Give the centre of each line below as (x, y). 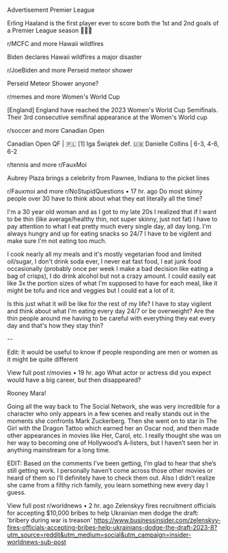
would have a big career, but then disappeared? (74, 380)
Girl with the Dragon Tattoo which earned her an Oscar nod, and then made (113, 428)
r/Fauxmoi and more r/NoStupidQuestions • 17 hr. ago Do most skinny (105, 191)
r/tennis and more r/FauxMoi (47, 165)
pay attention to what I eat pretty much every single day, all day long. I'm (109, 226)
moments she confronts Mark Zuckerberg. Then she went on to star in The (112, 421)
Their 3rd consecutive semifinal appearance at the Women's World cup (108, 117)
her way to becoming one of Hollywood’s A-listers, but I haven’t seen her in (113, 443)
